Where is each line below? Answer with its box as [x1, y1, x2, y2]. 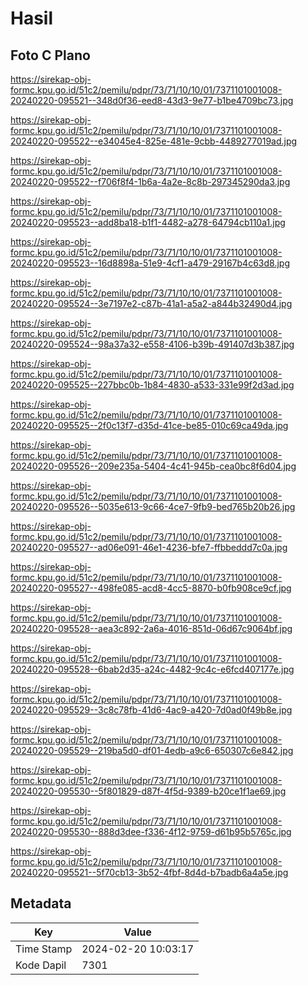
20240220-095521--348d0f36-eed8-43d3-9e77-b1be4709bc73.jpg [10, 95, 294, 106]
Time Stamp [15, 942, 73, 956]
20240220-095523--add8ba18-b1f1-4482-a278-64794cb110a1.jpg [10, 217, 286, 228]
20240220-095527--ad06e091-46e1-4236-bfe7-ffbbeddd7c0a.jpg [10, 542, 288, 553]
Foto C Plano [10, 47, 91, 64]
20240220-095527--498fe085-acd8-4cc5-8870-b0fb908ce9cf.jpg [10, 582, 292, 594]
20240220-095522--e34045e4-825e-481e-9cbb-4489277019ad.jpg [10, 135, 298, 147]
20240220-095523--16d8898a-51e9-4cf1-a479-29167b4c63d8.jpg [10, 257, 290, 269]
